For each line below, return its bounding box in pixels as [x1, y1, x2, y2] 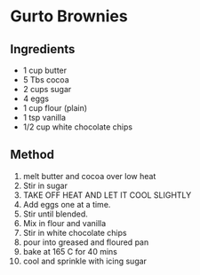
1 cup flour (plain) [22, 103, 88, 113]
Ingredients [10, 42, 76, 57]
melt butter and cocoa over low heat [22, 170, 156, 181]
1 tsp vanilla [22, 113, 66, 122]
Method [10, 147, 55, 162]
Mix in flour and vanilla [22, 217, 107, 228]
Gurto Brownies [10, 6, 128, 27]
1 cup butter [22, 65, 68, 75]
